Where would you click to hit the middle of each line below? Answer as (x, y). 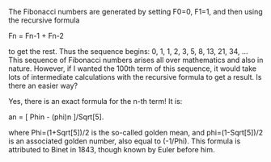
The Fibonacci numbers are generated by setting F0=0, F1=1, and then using (135, 12)
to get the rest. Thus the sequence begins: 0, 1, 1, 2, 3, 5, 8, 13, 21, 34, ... (128, 51)
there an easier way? (43, 85)
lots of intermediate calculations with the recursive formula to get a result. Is (135, 77)
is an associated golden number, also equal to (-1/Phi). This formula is (125, 141)
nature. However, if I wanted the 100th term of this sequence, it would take (133, 69)
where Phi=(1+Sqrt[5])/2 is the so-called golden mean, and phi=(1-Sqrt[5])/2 (136, 133)
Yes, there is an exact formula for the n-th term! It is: (95, 101)
